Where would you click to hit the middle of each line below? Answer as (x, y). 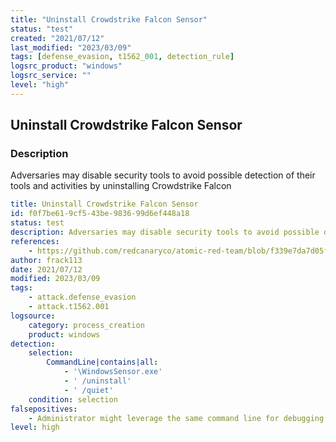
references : (35, 241)
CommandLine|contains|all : (102, 362)
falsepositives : (44, 409)
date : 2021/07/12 (46, 269)
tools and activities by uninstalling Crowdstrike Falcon (121, 186)
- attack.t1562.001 (69, 307)
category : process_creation (86, 325)
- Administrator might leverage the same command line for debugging (176, 418)
